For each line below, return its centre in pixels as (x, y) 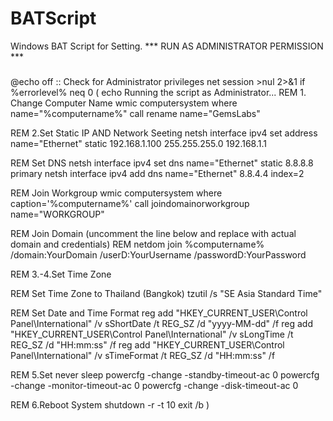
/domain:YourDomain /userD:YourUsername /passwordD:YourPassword (158, 254)
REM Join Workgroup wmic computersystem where (116, 193)
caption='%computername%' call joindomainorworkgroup (130, 203)
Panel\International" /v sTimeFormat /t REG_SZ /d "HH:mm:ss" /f (143, 355)
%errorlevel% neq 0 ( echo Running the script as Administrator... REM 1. (158, 92)
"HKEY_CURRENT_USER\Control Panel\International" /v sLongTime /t (152, 334)
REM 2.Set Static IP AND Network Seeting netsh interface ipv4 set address (164, 133)
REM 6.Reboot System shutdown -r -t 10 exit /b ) (110, 404)
